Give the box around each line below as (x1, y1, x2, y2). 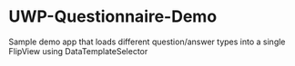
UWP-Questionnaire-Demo (8, 6, 218, 27)
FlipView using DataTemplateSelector (8, 45, 148, 56)
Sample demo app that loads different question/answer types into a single (8, 36, 286, 47)
